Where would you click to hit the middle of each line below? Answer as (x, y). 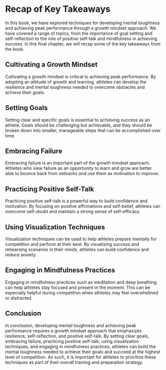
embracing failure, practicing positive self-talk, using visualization (72, 341)
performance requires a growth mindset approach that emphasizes (74, 330)
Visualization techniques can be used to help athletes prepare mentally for (81, 239)
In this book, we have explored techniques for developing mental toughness (83, 23)
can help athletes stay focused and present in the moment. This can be (78, 287)
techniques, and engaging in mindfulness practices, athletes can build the (81, 346)
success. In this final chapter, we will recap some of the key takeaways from (83, 44)
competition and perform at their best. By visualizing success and (72, 244)
